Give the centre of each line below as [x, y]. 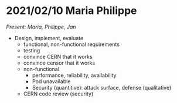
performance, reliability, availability [74, 75]
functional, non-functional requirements [72, 44]
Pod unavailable [51, 81]
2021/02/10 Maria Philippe [72, 11]
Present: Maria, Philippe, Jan [41, 27]
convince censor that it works [59, 63]
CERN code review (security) [58, 94]
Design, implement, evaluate [49, 38]
